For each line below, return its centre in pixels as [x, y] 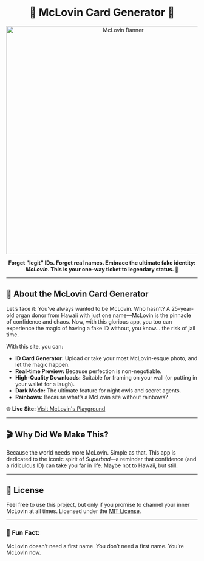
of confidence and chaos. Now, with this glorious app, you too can [89, 321]
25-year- [183, 308]
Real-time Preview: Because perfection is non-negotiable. [88, 371]
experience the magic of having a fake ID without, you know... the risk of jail [101, 328]
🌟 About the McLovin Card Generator [77, 294]
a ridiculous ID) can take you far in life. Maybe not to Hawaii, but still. [92, 465]
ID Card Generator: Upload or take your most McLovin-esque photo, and [106, 358]
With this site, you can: [35, 346]
